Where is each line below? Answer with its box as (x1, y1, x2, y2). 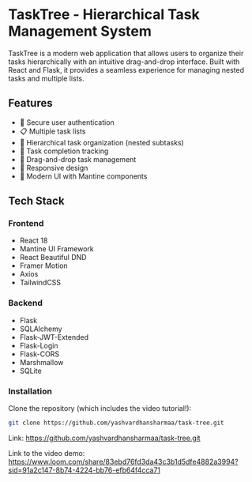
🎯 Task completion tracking (19, 146, 109, 156)
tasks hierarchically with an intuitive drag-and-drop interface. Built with (8, 57, 240, 66)
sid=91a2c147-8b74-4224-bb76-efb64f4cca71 (8, 465, 160, 475)
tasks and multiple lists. (8, 73, 85, 83)
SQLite (19, 366, 42, 375)
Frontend (8, 218, 44, 229)
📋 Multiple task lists (19, 126, 86, 136)
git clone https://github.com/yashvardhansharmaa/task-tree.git (8, 419, 224, 427)
